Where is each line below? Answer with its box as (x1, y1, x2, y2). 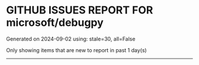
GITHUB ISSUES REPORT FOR (6, 4, 153, 17)
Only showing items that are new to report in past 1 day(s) (6, 46, 147, 53)
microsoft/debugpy (6, 16, 104, 29)
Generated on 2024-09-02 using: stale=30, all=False (6, 35, 136, 42)
